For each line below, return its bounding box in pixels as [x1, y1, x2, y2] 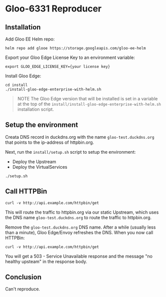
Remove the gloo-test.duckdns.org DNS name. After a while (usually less [5, 224, 156, 230]
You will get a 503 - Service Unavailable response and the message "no [5, 253, 153, 259]
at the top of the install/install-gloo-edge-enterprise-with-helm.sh [17, 101, 161, 107]
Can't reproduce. [5, 286, 40, 292]
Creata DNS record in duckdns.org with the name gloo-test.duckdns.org [5, 134, 155, 140]
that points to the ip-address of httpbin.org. [5, 139, 94, 145]
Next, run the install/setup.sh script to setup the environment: [5, 149, 136, 155]
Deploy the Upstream [12, 158, 56, 165]
